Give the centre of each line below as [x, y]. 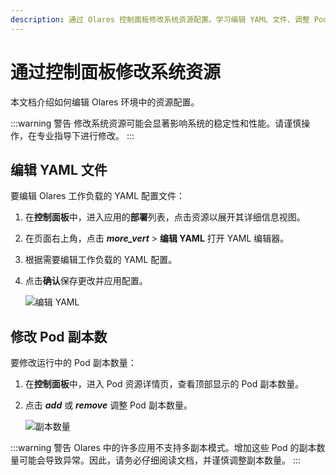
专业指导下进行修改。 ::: [85, 135]
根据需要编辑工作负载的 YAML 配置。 [101, 260]
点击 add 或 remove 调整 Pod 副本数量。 [108, 405]
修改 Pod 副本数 [59, 336]
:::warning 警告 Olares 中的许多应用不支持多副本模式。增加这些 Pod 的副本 [163, 448]
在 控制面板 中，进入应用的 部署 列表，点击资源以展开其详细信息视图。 [165, 217]
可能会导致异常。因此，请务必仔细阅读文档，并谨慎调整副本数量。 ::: [160, 460]
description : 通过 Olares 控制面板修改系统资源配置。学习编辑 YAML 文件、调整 [160, 19]
